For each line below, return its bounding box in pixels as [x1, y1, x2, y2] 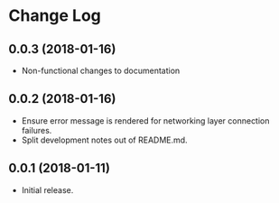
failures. [21, 125, 52, 135]
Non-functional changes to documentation [21, 65, 181, 76]
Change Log [8, 5, 101, 26]
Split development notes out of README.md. [21, 134, 188, 145]
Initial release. [21, 184, 74, 195]
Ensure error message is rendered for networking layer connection [21, 115, 270, 126]
